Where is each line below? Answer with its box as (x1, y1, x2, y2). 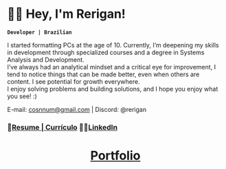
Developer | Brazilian (7, 29, 72, 36)
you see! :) (7, 92, 38, 100)
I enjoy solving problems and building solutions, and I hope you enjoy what (7, 84, 218, 93)
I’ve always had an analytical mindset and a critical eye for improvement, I (7, 63, 216, 71)
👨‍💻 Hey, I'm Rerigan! (7, 6, 126, 22)
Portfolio (90, 148, 141, 164)
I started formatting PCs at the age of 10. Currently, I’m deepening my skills (7, 41, 219, 49)
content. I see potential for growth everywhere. (7, 77, 140, 85)
